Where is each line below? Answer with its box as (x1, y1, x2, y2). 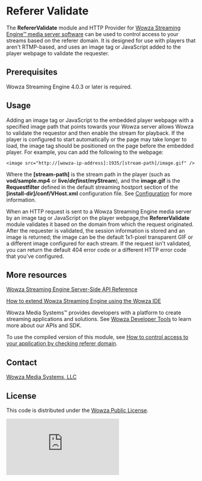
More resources (6, 269, 67, 280)
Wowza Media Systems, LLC (6, 373, 77, 381)
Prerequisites (6, 67, 58, 78)
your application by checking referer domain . (6, 340, 118, 347)
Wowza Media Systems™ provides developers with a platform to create (6, 309, 182, 316)
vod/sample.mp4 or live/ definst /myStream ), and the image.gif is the (6, 177, 180, 184)
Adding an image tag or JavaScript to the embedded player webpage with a (6, 116, 194, 124)
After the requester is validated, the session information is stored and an (6, 227, 185, 234)
